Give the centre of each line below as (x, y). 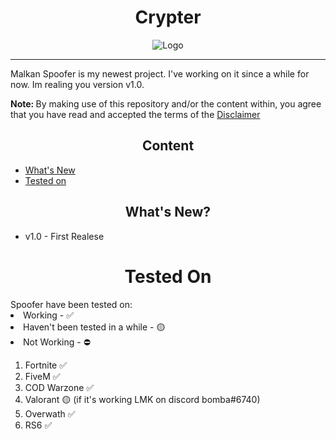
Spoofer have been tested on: (71, 304)
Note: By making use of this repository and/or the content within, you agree (166, 103)
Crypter (168, 17)
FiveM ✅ (42, 376)
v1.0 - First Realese (64, 236)
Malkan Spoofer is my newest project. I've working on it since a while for (160, 73)
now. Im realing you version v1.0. (77, 84)
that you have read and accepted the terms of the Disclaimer (135, 114)
